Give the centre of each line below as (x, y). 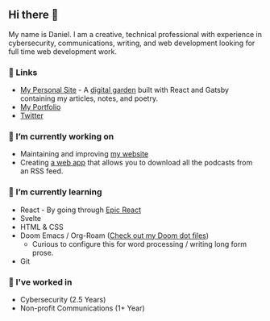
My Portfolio (40, 107)
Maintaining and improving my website (84, 154)
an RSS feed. (42, 171)
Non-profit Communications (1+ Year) (82, 308)
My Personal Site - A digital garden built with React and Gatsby (125, 90)
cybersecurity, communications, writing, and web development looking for (132, 43)
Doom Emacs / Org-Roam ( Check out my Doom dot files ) (114, 236)
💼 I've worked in (40, 281)
